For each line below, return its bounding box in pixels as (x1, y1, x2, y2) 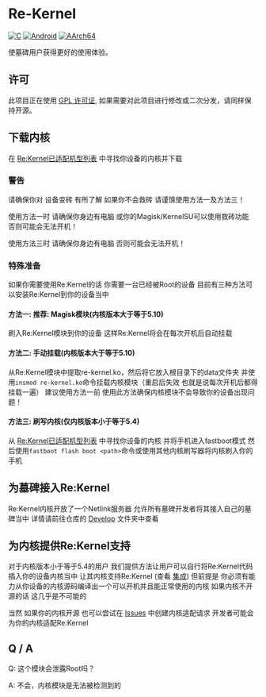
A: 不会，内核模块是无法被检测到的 (8, 680, 121, 691)
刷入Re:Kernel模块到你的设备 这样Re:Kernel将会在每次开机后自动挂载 (8, 329, 233, 338)
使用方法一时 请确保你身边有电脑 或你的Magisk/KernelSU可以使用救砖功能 (8, 211, 249, 221)
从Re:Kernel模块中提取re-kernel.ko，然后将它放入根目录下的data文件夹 (8, 367, 240, 377)
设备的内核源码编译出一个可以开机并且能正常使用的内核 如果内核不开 (28, 581, 253, 591)
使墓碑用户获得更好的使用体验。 (8, 47, 112, 56)
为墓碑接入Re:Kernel (8, 481, 110, 495)
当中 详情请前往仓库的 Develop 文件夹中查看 (14, 514, 159, 523)
